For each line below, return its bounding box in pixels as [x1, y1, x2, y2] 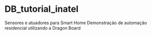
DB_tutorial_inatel [4, 3, 79, 15]
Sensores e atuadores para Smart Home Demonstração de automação [4, 20, 147, 26]
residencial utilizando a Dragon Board [4, 25, 81, 31]
